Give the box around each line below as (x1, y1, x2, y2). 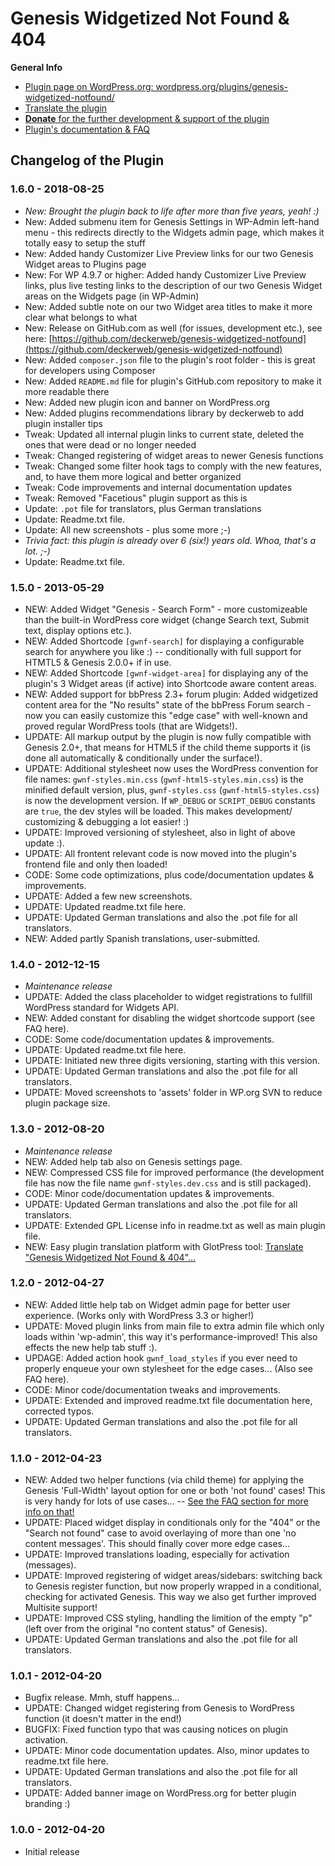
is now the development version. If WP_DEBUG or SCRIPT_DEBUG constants (24, 794, 316, 806)
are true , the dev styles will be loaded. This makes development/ (24, 805, 293, 817)
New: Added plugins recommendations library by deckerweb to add (24, 407, 305, 419)
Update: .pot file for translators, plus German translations (24, 502, 262, 514)
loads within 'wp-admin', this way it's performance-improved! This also (24, 1330, 318, 1342)
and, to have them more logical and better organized (24, 470, 242, 482)
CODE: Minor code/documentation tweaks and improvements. (24, 1383, 281, 1396)
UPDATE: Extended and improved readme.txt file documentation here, (24, 1394, 313, 1406)
